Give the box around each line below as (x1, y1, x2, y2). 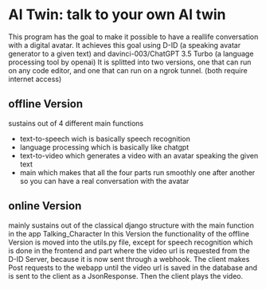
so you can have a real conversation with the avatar (19, 176, 190, 186)
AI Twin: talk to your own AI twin (8, 6, 226, 24)
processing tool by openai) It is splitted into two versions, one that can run (8, 57, 252, 67)
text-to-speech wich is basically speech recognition (19, 134, 191, 143)
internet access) (8, 74, 62, 84)
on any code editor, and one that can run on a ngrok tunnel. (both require (8, 65, 248, 75)
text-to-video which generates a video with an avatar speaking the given (19, 150, 259, 160)
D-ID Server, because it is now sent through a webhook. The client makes (8, 254, 250, 264)
